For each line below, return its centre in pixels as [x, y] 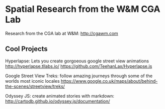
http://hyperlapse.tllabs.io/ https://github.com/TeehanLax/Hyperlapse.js [79, 66]
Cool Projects [27, 49]
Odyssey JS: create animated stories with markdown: [60, 96]
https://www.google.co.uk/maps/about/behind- [109, 81]
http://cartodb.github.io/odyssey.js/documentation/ [58, 101]
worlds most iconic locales [33, 81]
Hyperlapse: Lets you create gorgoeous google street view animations [77, 61]
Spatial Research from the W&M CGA [83, 9]
